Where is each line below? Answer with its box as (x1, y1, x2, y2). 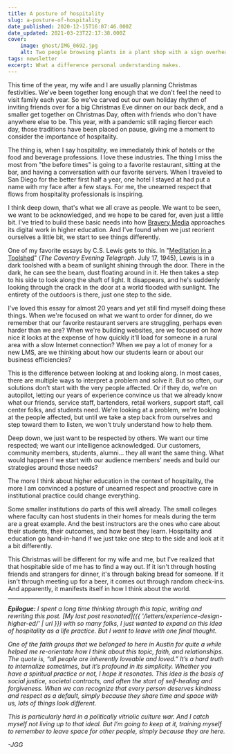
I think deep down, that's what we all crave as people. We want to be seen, (8, 203, 221, 211)
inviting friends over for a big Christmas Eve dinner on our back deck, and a (8, 103, 223, 111)
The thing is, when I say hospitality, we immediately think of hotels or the (8, 146, 215, 154)
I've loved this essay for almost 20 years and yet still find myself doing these (8, 304, 226, 312)
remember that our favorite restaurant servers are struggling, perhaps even (8, 318, 223, 326)
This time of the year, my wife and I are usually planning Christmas (8, 80, 198, 89)
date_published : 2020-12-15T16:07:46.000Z (8, 23, 132, 30)
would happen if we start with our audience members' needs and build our (8, 455, 221, 464)
